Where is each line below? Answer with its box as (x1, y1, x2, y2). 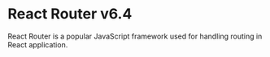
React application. (7, 39, 68, 49)
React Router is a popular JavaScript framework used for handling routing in (7, 31, 263, 41)
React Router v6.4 (7, 5, 133, 23)
